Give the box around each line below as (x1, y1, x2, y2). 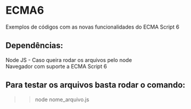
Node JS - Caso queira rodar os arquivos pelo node (5, 56, 132, 63)
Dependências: (5, 41, 64, 51)
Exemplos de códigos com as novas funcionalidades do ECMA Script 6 (5, 23, 180, 30)
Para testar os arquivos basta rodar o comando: (5, 80, 186, 90)
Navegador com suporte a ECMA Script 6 (5, 63, 108, 70)
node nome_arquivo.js (35, 96, 90, 103)
